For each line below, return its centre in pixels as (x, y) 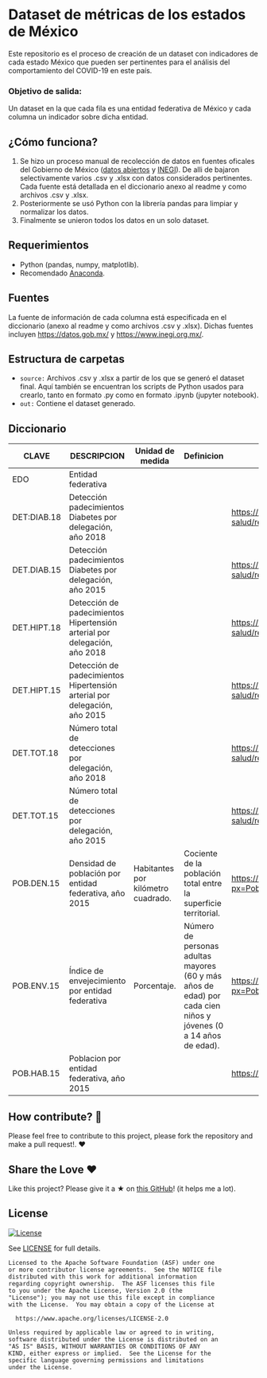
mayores (200, 966)
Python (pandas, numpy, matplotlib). (79, 264)
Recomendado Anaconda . (62, 273)
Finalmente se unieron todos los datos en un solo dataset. (114, 221)
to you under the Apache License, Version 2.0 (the (95, 1290)
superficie (203, 904)
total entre (203, 884)
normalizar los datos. (54, 212)
